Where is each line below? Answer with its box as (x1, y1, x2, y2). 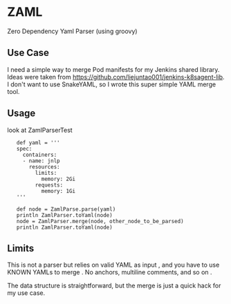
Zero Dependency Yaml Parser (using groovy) (7, 27, 138, 35)
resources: (28, 163, 60, 170)
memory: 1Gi (41, 187, 76, 194)
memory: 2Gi (41, 175, 76, 182)
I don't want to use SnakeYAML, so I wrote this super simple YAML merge (7, 80, 216, 88)
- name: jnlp (22, 157, 60, 164)
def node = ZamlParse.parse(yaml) (16, 205, 116, 213)
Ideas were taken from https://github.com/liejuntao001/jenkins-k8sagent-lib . (7, 73, 225, 81)
